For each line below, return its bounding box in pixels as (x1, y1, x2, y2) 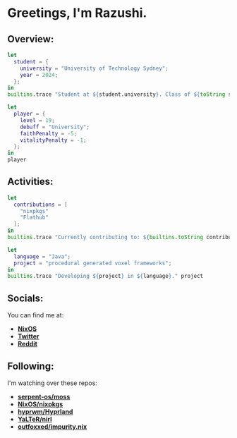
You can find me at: (7, 311, 64, 320)
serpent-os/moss (17, 392, 71, 401)
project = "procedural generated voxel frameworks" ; (13, 260, 172, 267)
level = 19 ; (20, 116, 55, 124)
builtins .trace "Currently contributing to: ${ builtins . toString (7, 234, 203, 241)
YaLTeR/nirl (17, 415, 52, 423)
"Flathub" (20, 214, 49, 221)
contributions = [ (13, 201, 68, 208)
